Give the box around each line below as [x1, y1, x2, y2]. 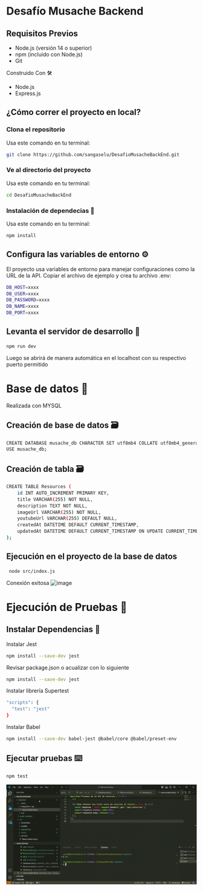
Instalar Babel [6, 723, 40, 731]
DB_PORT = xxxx [6, 310, 39, 316]
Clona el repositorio [6, 125, 65, 134]
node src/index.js [8, 568, 56, 574]
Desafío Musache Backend [6, 4, 144, 18]
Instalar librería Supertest [6, 687, 69, 694]
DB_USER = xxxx [6, 290, 39, 297]
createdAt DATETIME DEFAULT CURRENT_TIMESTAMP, [17, 522, 139, 528]
